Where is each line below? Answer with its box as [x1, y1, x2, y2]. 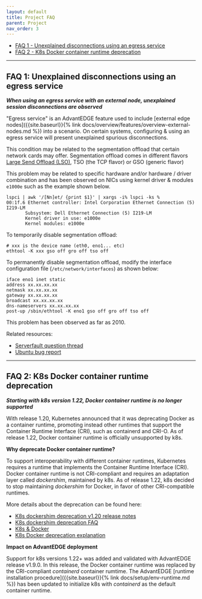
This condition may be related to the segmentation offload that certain [6, 145, 180, 153]
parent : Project [6, 20, 47, 26]
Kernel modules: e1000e [25, 220, 85, 227]
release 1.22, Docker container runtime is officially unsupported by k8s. [6, 434, 183, 441]
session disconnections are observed [6, 103, 103, 111]
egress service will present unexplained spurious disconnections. [6, 134, 168, 141]
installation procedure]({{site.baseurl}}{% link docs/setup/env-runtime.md [6, 574, 191, 581]
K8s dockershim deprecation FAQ [14, 518, 99, 526]
